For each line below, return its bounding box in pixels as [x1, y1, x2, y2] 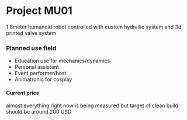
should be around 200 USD [6, 108, 72, 115]
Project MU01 [6, 4, 73, 17]
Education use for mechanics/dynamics [14, 57, 110, 65]
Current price [6, 89, 40, 96]
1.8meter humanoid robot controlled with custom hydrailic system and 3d [6, 23, 182, 30]
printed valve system [6, 29, 57, 36]
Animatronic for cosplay [14, 76, 72, 83]
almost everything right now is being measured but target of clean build [6, 102, 179, 109]
